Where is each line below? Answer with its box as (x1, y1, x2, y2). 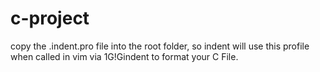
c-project (10, 7, 90, 30)
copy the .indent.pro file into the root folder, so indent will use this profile (10, 40, 310, 52)
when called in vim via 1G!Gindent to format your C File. (10, 50, 239, 62)
